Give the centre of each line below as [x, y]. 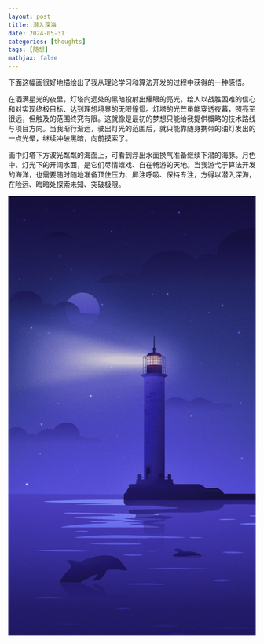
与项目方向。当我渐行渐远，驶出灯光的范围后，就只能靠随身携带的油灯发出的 [132, 128]
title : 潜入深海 [32, 25]
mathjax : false [33, 58]
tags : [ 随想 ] [28, 50]
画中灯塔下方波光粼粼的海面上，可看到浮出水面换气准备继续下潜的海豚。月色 [132, 155]
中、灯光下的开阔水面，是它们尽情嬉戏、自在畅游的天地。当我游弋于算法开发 [132, 165]
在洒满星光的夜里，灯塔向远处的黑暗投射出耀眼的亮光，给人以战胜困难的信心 [132, 99]
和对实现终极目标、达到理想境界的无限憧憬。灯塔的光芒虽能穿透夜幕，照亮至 [132, 109]
